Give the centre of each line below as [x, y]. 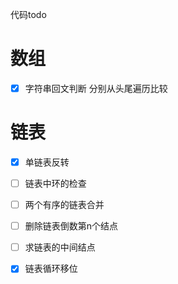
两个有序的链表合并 [64, 205]
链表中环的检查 [55, 183]
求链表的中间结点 [60, 247]
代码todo [28, 14]
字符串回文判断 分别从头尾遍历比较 [96, 88]
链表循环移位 [51, 269]
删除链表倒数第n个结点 [71, 226]
